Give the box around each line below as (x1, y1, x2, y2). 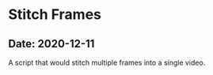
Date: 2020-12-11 (8, 37, 95, 51)
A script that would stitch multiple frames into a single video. (8, 58, 206, 67)
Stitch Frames (8, 6, 101, 24)
